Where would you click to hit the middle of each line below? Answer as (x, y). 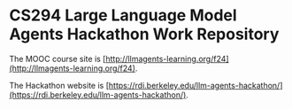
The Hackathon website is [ (59, 85)
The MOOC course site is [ (58, 58)
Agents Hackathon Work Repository (144, 34)
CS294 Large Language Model (123, 16)
